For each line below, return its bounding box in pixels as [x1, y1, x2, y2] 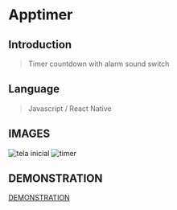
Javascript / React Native [27, 103, 112, 113]
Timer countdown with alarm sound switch [27, 59, 170, 68]
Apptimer [8, 6, 73, 24]
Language [8, 82, 60, 96]
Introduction [8, 38, 72, 51]
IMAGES [8, 127, 51, 141]
